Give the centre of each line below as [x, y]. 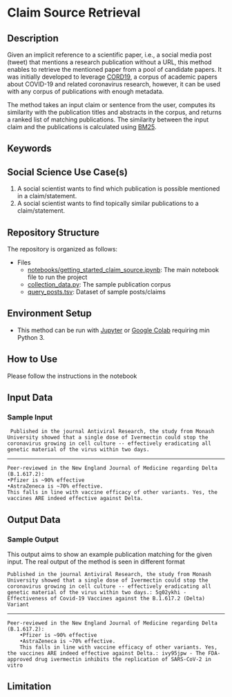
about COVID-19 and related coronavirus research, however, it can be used [114, 84]
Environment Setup [49, 313]
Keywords [29, 149]
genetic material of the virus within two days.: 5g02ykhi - [97, 593]
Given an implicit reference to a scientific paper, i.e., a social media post [109, 55]
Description [33, 38]
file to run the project [57, 277]
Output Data [34, 519]
